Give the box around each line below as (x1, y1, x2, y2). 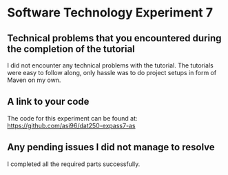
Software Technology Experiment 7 (7, 5, 214, 21)
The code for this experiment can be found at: (7, 114, 138, 122)
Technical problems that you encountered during (7, 32, 222, 44)
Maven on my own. (7, 76, 61, 84)
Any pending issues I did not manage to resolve (7, 141, 215, 153)
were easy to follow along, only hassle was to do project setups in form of (7, 69, 217, 76)
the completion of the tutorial (7, 43, 136, 54)
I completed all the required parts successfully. (7, 160, 141, 168)
